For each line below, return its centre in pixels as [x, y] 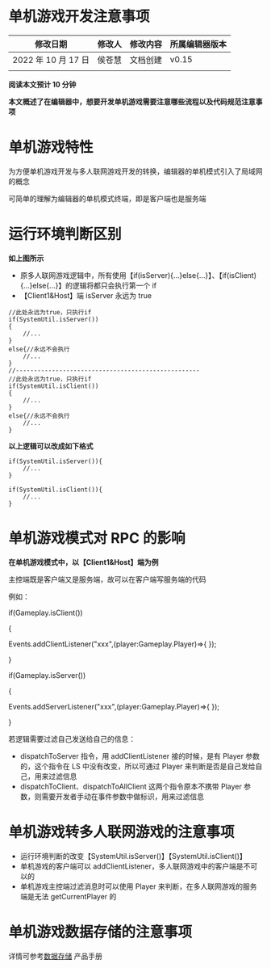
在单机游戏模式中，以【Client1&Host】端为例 [83, 562]
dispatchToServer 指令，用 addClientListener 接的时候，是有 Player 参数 [140, 755]
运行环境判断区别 [65, 234]
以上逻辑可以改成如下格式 [51, 446]
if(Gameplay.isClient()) [46, 612]
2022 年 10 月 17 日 [51, 60]
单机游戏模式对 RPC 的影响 [97, 538]
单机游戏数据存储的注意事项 [100, 932]
